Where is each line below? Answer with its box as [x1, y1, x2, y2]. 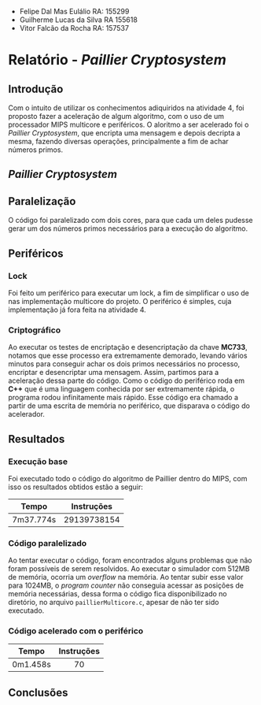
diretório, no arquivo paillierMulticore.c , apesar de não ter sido [8, 598, 219, 607]
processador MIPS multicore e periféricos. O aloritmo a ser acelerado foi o [8, 120, 249, 129]
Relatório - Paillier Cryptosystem [8, 51, 226, 69]
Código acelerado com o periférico [8, 625, 144, 636]
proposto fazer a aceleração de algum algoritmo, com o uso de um [8, 112, 225, 121]
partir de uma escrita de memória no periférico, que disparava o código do [8, 401, 250, 410]
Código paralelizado [8, 537, 87, 548]
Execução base [8, 456, 68, 467]
